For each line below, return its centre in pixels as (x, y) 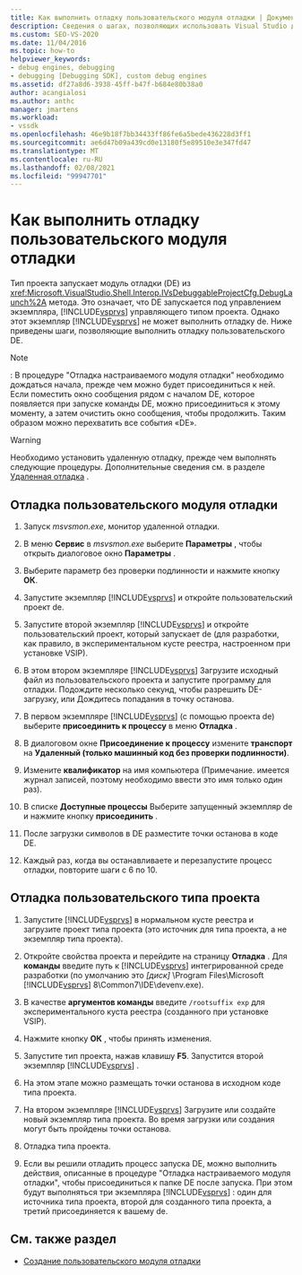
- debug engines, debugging (63, 68)
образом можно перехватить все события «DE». (104, 423)
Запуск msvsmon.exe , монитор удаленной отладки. (121, 526)
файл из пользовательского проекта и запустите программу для (147, 680)
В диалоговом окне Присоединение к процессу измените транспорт (158, 743)
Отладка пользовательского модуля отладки (144, 504)
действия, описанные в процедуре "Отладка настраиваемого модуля (157, 1173)
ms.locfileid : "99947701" (58, 176)
